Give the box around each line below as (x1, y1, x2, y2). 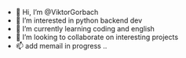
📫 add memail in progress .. (15, 42, 108, 50)
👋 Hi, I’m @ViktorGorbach (15, 8, 99, 16)
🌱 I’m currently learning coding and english (15, 24, 155, 33)
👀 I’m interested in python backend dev (15, 16, 143, 25)
